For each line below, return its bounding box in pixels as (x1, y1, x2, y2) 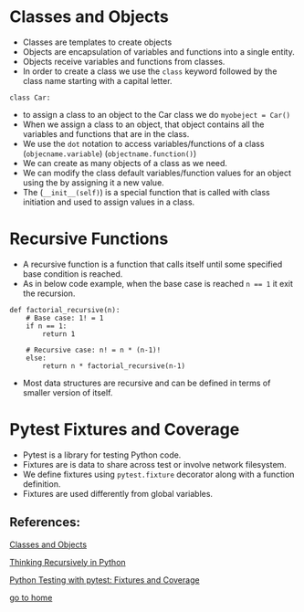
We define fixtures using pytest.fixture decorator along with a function (22, 469, 295, 480)
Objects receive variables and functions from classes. (22, 56, 225, 67)
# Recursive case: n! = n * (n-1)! (26, 345, 162, 354)
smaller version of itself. (22, 386, 113, 398)
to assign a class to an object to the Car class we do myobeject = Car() (22, 109, 290, 120)
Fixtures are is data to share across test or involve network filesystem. (22, 459, 288, 470)
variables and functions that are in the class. (22, 128, 190, 139)
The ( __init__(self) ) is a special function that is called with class (22, 186, 271, 197)
